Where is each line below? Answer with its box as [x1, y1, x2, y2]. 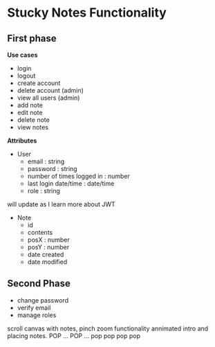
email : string [27, 157, 65, 166]
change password [17, 296, 69, 304]
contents [27, 229, 53, 236]
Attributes [7, 136, 37, 145]
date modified [27, 258, 68, 266]
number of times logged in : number [27, 172, 130, 180]
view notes [17, 123, 49, 131]
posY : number [27, 243, 70, 251]
